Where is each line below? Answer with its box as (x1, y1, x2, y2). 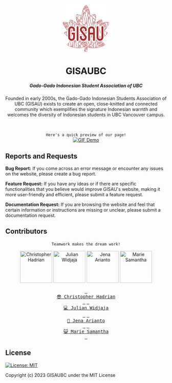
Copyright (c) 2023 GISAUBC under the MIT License (5, 372, 116, 378)
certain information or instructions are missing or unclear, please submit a (5, 207, 161, 213)
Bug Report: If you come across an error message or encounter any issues (5, 165, 164, 171)
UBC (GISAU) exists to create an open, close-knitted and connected (14, 101, 158, 107)
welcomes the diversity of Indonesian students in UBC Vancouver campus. (7, 111, 165, 118)
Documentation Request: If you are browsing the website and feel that (5, 201, 155, 208)
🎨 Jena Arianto (67, 318, 105, 323)
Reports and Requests (5, 152, 78, 161)
